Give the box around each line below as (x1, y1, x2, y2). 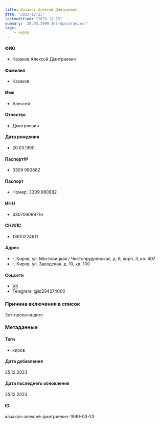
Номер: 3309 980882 (12, 189, 57, 195)
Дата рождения (5, 134, 39, 140)
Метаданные (5, 324, 38, 331)
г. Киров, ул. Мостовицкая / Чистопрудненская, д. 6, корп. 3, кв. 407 (12, 256, 156, 262)
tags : (5, 26, 16, 30)
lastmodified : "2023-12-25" (5, 16, 63, 21)
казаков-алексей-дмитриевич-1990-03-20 (5, 414, 94, 420)
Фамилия (5, 67, 25, 73)
